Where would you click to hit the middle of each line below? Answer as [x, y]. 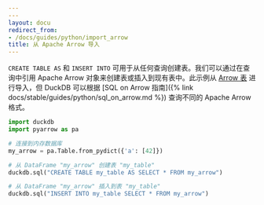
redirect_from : [33, 30]
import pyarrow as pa [44, 130]
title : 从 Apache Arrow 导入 [54, 45]
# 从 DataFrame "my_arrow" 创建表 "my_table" [82, 165]
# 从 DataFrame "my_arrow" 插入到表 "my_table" [84, 187]
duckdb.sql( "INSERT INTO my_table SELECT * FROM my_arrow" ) [109, 194]
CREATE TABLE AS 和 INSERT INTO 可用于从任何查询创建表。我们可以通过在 [126, 68]
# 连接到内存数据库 [35, 143]
